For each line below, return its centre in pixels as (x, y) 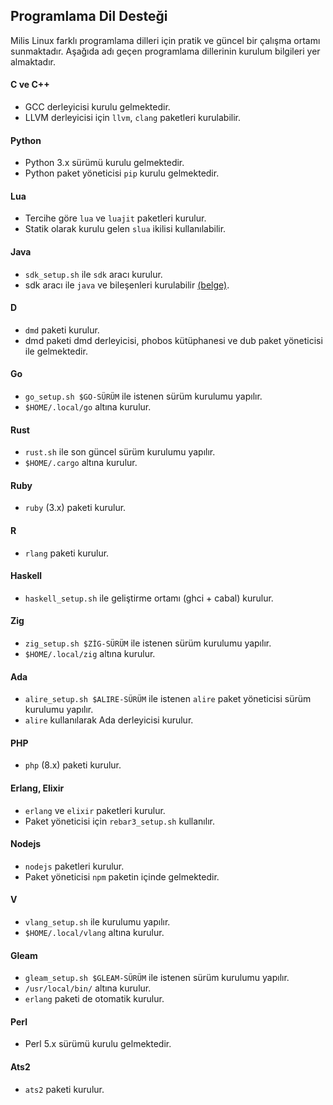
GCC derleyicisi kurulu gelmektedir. (97, 107)
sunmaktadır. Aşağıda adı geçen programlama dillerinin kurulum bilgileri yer (165, 51)
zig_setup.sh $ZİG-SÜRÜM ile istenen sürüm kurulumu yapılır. (148, 643)
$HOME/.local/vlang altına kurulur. (94, 933)
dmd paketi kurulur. (62, 330)
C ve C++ (30, 85)
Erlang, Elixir (37, 788)
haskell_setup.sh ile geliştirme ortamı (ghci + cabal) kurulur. (149, 598)
